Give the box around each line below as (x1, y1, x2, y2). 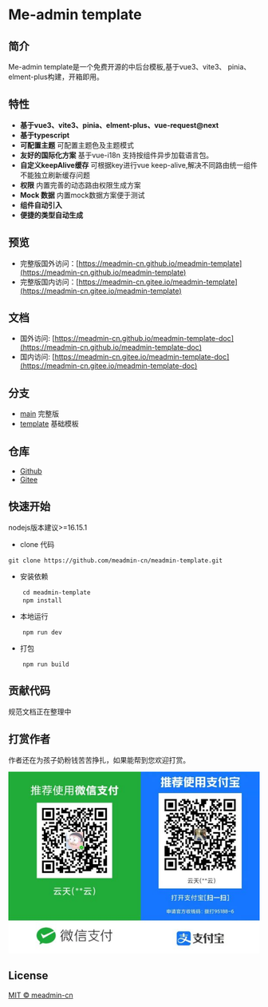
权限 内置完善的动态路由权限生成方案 (19, 180, 141, 189)
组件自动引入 (19, 200, 62, 209)
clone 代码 (19, 539, 54, 549)
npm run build (22, 660, 69, 668)
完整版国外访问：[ (19, 258, 79, 268)
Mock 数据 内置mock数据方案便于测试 (19, 190, 145, 200)
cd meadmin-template (22, 589, 91, 597)
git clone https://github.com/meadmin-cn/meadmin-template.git (8, 557, 223, 565)
